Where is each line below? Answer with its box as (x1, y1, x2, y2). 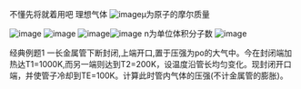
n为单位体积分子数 (144, 28, 214, 39)
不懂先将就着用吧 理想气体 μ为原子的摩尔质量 (9, 9, 211, 19)
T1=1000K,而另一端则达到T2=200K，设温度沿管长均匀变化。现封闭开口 (25, 59, 293, 69)
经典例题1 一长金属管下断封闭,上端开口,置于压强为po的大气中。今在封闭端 (9, 47, 285, 58)
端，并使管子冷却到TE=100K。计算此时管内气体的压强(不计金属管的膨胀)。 (9, 70, 288, 81)
